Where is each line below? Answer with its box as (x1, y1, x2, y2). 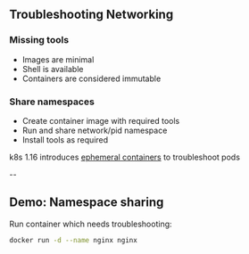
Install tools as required (21, 134, 109, 145)
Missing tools (9, 34, 70, 46)
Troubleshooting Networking (9, 7, 174, 22)
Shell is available (21, 63, 84, 74)
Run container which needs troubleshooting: (9, 218, 172, 229)
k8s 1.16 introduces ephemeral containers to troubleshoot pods (9, 152, 241, 162)
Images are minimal (21, 53, 95, 65)
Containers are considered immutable (21, 73, 162, 84)
